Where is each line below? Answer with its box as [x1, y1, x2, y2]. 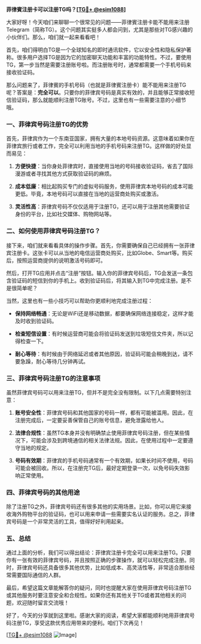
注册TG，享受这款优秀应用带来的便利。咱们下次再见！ [11, 619, 145, 627]
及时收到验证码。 [14, 317, 57, 324]
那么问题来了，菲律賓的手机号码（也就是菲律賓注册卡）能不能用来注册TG [6, 81, 187, 89]
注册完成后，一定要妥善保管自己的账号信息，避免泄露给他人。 [14, 416, 167, 424]
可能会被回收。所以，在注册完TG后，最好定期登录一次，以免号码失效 [14, 464, 185, 472]
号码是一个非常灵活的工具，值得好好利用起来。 [11, 518, 127, 525]
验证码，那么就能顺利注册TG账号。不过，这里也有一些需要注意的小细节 [11, 96, 187, 104]
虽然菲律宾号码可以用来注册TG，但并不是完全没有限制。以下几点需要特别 [6, 388, 187, 396]
